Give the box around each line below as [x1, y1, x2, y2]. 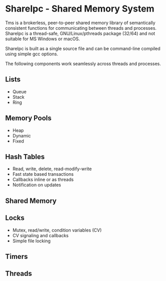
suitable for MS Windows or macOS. [5, 36, 80, 42]
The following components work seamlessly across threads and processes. [5, 60, 161, 66]
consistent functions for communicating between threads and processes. [5, 25, 157, 31]
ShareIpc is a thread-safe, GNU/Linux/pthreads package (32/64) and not [5, 30, 155, 36]
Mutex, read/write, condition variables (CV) [12, 227, 102, 233]
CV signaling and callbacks [12, 232, 69, 238]
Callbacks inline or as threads [12, 177, 74, 183]
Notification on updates [12, 182, 61, 188]
